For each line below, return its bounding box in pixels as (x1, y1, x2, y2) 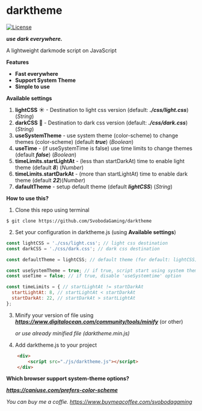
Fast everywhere (14, 70, 58, 77)
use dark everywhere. (6, 35, 63, 42)
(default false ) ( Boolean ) (14, 151, 77, 158)
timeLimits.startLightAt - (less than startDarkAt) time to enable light (14, 157, 185, 164)
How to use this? (6, 194, 49, 202)
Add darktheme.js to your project (14, 341, 97, 348)
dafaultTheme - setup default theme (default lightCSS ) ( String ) (14, 183, 173, 190)
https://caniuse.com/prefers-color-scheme (6, 386, 118, 394)
